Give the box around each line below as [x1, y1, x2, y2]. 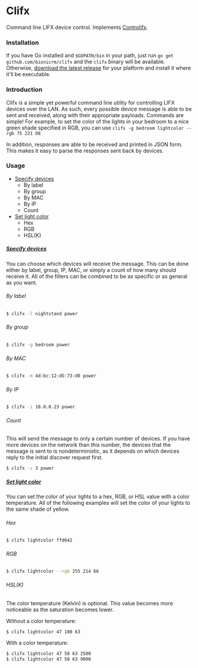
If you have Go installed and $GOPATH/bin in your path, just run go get [6, 52, 174, 59]
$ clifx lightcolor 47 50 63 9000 [6, 656, 92, 663]
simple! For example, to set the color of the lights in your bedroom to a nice [6, 118, 189, 125]
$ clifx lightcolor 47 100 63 [6, 628, 81, 635]
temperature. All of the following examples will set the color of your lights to [6, 500, 190, 507]
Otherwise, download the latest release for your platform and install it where [6, 64, 191, 72]
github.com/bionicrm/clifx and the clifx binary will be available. [6, 58, 165, 66]
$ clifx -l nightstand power [6, 311, 78, 317]
